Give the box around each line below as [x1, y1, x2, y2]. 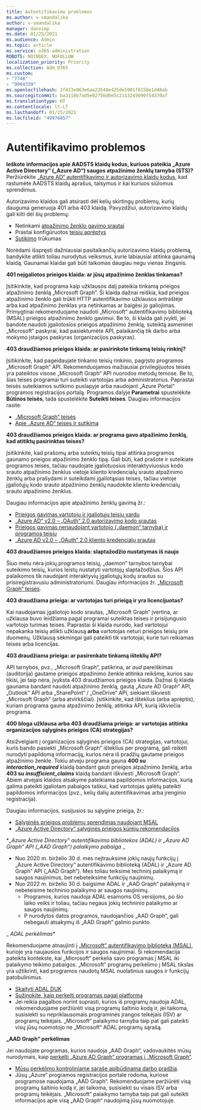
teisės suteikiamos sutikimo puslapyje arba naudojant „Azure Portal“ [6, 383, 175, 390]
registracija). [6, 795, 38, 802]
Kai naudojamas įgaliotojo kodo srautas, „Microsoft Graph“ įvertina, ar [6, 608, 178, 616]
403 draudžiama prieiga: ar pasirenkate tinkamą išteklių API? [6, 652, 162, 660]
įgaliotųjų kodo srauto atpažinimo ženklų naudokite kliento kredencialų [6, 481, 180, 488]
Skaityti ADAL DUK [14, 986, 62, 993]
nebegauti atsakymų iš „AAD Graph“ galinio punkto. [23, 918, 151, 926]
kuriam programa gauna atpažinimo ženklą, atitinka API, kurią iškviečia [6, 702, 181, 709]
